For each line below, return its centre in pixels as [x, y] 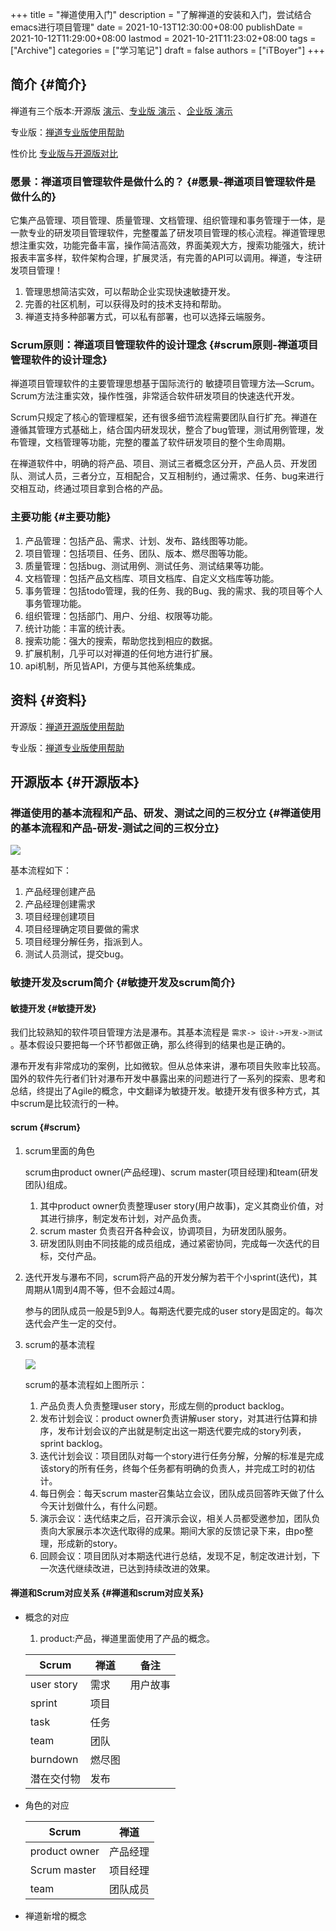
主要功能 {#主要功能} [61, 517]
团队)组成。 [48, 1184]
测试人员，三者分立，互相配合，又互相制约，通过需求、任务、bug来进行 [176, 476]
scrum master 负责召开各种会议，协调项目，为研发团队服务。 [166, 1230]
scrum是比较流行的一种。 [71, 1104]
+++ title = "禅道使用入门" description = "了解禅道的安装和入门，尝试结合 [161, 14]
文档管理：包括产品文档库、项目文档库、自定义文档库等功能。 [152, 578]
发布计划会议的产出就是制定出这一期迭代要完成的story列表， [182, 1430]
